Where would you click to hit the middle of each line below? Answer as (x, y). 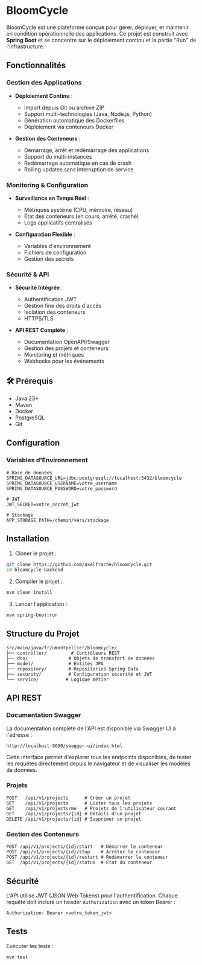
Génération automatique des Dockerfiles (74, 120)
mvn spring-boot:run (32, 615)
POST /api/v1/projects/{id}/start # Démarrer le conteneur (85, 847)
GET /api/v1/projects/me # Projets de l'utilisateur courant (91, 808)
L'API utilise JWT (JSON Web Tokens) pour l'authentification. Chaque (92, 895)
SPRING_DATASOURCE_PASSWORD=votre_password (62, 489)
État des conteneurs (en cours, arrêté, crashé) (81, 216)
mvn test (17, 957)
